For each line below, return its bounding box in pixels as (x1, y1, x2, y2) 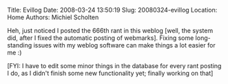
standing (7, 41, 32, 49)
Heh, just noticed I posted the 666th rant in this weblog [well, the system (7, 27, 214, 34)
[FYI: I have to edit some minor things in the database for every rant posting (7, 62, 222, 70)
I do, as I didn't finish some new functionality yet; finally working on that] (7, 69, 214, 77)
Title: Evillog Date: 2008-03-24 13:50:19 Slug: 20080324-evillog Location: (7, 6, 218, 14)
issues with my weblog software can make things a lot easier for (33, 41, 216, 49)
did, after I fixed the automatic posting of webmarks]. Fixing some (7, 34, 194, 42)
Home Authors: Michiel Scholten (7, 13, 99, 21)
